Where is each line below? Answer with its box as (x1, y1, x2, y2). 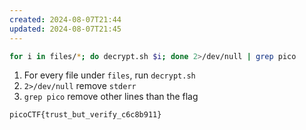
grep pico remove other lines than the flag (23, 91, 199, 103)
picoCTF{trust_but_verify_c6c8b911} (9, 110, 162, 120)
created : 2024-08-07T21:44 (9, 14, 122, 25)
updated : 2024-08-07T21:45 (9, 24, 122, 34)
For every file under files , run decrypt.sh (23, 69, 196, 81)
